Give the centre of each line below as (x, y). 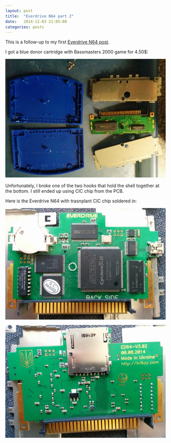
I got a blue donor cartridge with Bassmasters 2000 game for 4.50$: (77, 52)
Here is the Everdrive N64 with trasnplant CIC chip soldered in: (71, 201)
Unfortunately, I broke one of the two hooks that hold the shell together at (82, 186)
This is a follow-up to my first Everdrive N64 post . (58, 42)
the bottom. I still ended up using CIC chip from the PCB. (65, 191)
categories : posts (25, 27)
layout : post (19, 11)
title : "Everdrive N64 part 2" (39, 16)
